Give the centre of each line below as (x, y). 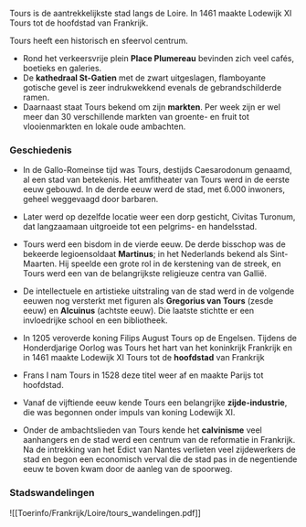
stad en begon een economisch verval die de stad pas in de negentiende (160, 459)
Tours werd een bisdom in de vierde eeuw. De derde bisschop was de (154, 244)
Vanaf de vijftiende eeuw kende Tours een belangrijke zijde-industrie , (155, 403)
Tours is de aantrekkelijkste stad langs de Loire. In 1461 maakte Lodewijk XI (151, 13)
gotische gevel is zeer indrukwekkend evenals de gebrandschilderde (152, 87)
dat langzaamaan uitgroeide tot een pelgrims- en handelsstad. (140, 227)
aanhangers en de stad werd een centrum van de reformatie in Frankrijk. (159, 440)
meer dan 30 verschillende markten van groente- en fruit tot (136, 117)
